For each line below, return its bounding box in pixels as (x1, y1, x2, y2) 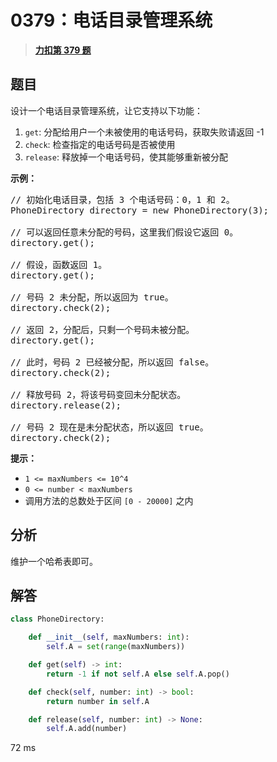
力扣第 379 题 (34, 44, 92, 56)
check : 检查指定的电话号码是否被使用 (24, 138, 176, 150)
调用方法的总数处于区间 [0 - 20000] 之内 (24, 494, 194, 506)
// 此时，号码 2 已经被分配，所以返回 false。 (10, 356, 215, 368)
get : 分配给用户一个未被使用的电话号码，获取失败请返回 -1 (24, 126, 265, 138)
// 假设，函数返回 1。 (10, 259, 108, 270)
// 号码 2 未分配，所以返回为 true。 (10, 291, 174, 303)
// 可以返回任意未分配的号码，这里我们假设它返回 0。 (10, 226, 239, 238)
